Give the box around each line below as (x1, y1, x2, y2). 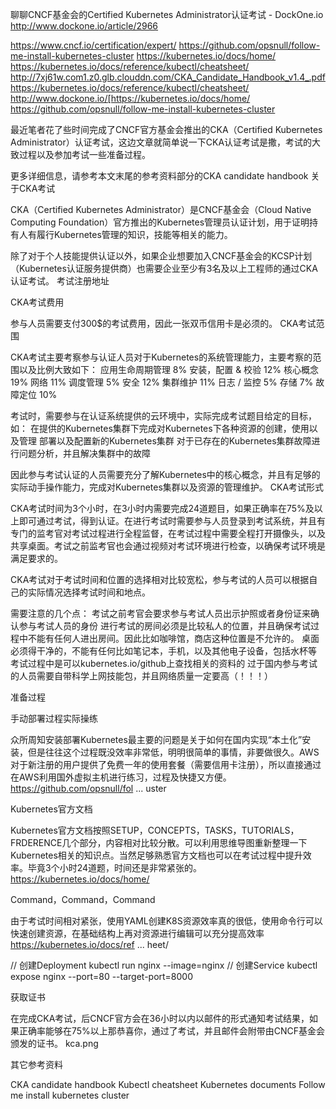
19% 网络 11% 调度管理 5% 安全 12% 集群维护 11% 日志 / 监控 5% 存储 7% (10, 376, 314, 388)
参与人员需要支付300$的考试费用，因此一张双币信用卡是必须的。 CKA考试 (10, 318, 317, 329)
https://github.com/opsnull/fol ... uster (10, 783, 167, 794)
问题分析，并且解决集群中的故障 (18, 448, 151, 459)
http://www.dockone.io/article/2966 (10, 20, 159, 32)
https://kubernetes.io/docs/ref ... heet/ (10, 939, 169, 950)
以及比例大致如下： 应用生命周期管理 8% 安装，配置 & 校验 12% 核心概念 (18, 364, 319, 375)
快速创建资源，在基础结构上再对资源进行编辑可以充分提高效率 (10, 928, 265, 939)
